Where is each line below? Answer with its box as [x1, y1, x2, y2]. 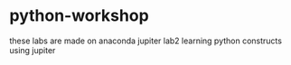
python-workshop [9, 5, 149, 26]
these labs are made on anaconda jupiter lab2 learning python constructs [9, 35, 283, 46]
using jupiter [9, 44, 56, 55]
